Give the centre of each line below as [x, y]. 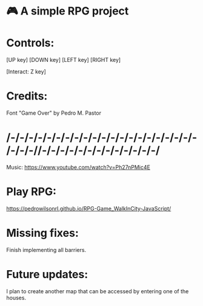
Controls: [30, 43]
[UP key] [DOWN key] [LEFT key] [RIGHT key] [64, 60]
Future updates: [47, 275]
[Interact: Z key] [26, 72]
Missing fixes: [42, 233]
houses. [16, 297]
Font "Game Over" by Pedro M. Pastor [54, 113]
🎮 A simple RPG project [68, 11]
